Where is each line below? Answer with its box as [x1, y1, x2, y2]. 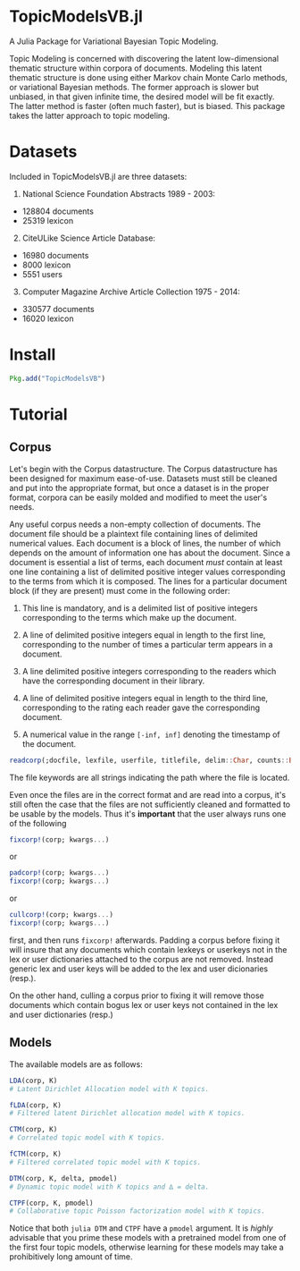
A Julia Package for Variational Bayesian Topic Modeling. [9, 36, 219, 47]
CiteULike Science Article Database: [21, 233, 156, 243]
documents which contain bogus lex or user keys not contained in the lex [9, 999, 279, 1010]
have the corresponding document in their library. [21, 675, 205, 686]
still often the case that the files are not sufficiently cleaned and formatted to [9, 799, 291, 809]
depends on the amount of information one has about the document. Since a [9, 547, 291, 558]
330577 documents [21, 303, 96, 314]
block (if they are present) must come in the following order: [9, 585, 230, 596]
